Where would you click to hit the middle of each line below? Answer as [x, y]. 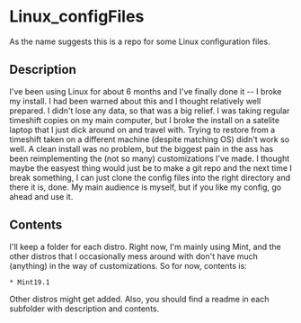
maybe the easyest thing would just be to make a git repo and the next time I [150, 167]
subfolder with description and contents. [84, 309]
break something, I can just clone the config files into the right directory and [150, 177]
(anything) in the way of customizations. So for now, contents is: [128, 265]
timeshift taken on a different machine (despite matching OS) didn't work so [150, 139]
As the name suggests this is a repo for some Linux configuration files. [140, 41]
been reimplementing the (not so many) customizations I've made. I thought [150, 158]
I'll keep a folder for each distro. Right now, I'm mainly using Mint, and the [145, 247]
